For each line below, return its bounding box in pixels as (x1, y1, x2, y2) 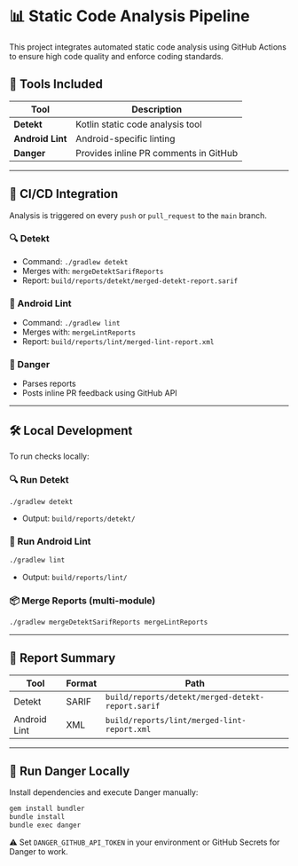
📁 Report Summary (9, 650, 116, 665)
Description (131, 103, 183, 115)
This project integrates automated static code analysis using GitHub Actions (9, 41, 286, 52)
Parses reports (21, 378, 77, 390)
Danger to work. (9, 846, 68, 857)
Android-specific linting (74, 132, 176, 145)
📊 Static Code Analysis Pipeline (9, 6, 250, 27)
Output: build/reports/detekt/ (21, 513, 136, 524)
